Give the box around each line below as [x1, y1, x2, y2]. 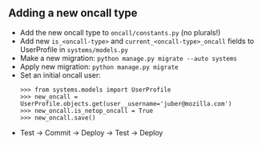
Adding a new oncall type [8, 6, 138, 20]
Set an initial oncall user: [19, 70, 102, 79]
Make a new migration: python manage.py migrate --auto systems [19, 53, 238, 62]
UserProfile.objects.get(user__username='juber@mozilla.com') [19, 99, 232, 107]
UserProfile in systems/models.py [19, 44, 128, 54]
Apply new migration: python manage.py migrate [19, 62, 179, 71]
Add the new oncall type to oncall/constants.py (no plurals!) [19, 27, 221, 37]
